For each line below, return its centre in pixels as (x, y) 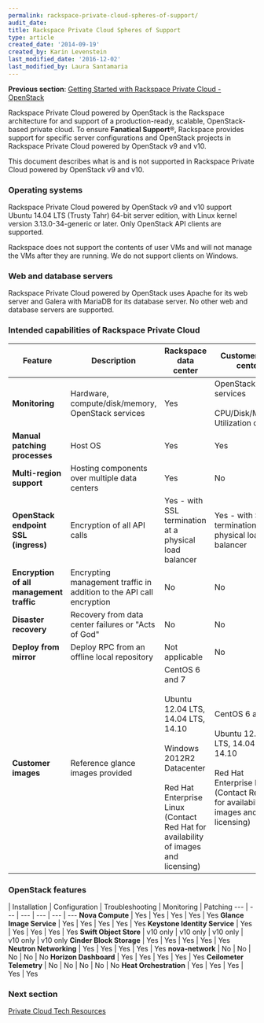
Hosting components (109, 468)
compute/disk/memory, (114, 403)
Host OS (86, 445)
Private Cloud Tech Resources (57, 1011)
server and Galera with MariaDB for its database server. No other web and (128, 302)
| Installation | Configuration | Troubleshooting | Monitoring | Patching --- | (128, 907)
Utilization (233, 423)
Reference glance (103, 763)
